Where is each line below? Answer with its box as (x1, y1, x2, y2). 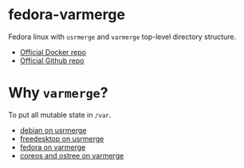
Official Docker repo (19, 47, 86, 57)
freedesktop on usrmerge (19, 134, 104, 143)
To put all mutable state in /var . (8, 110, 112, 119)
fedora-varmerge (8, 6, 126, 24)
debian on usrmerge (19, 125, 87, 135)
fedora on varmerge (19, 142, 86, 152)
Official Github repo (19, 56, 85, 65)
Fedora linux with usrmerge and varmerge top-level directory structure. (8, 32, 237, 41)
